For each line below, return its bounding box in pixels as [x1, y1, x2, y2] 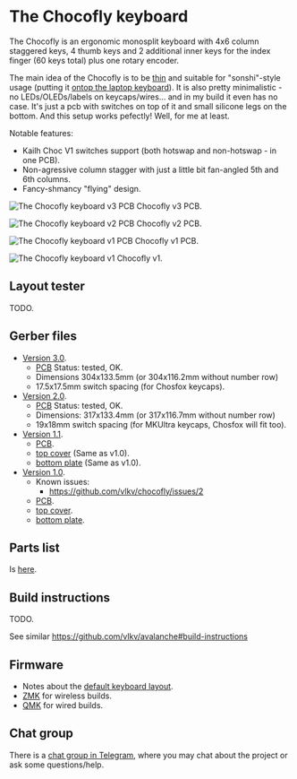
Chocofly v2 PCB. [136, 218, 202, 229]
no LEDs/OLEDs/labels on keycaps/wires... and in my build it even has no [9, 91, 278, 102]
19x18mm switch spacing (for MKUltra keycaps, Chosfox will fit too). [35, 419, 287, 429]
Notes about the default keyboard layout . [21, 681, 174, 691]
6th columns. [21, 173, 72, 185]
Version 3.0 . [21, 352, 67, 363]
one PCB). [21, 154, 61, 165]
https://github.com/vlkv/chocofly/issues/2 [48, 486, 204, 497]
